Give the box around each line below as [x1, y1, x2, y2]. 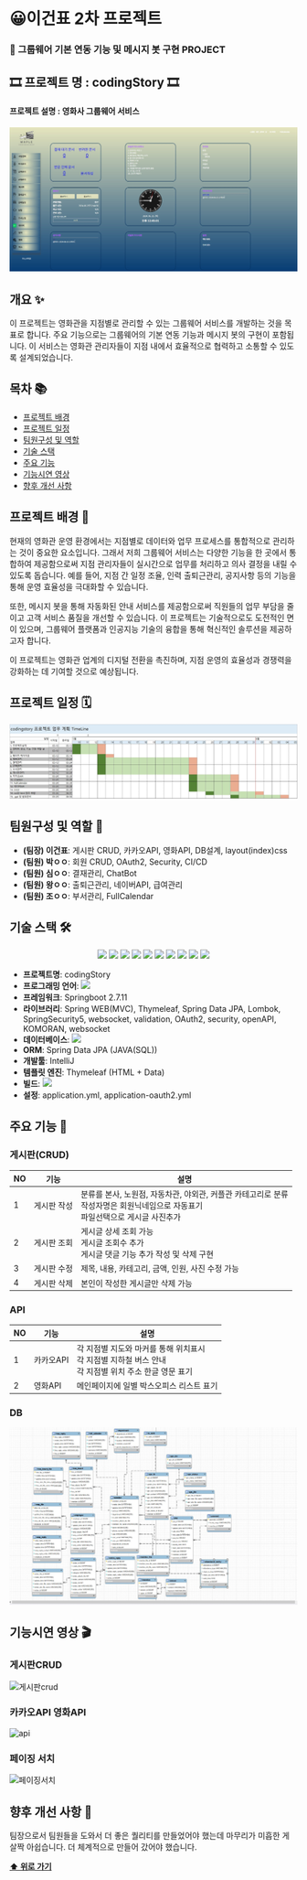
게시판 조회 [33, 1237, 73, 1249]
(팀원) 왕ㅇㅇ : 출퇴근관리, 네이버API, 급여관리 [22, 879, 183, 890]
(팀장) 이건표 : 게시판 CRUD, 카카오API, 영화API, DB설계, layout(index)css [22, 844, 288, 855]
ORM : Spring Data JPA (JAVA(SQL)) [22, 1044, 158, 1055]
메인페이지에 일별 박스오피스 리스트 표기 [76, 1380, 218, 1391]
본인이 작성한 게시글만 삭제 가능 [80, 1277, 193, 1288]
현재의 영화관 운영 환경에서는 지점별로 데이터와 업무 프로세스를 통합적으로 [9, 535, 271, 546]
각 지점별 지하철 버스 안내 [76, 1355, 167, 1366]
